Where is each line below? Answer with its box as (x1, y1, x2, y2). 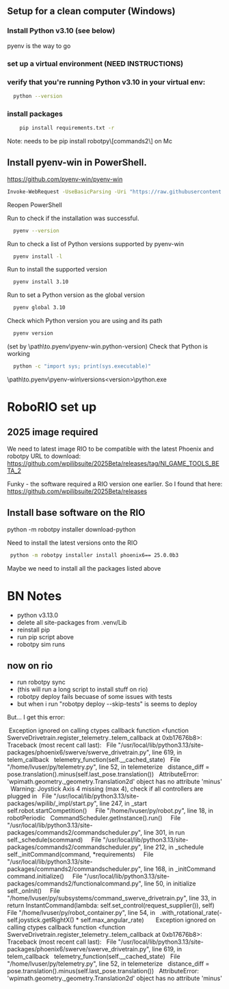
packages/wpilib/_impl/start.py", (7, 799, 98, 808)
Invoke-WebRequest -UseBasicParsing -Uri (7, 188, 127, 195)
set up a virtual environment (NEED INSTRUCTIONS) (7, 58, 183, 68)
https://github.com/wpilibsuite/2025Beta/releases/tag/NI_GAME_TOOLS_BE (7, 459, 220, 467)
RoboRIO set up (7, 399, 97, 415)
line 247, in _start (99, 799, 147, 808)
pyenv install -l (13, 253, 63, 260)
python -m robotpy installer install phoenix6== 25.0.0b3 (10, 551, 179, 558)
